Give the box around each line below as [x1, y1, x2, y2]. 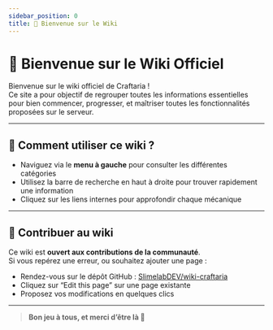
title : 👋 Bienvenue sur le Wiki [8, 20, 118, 28]
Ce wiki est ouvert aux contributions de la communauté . [8, 247, 201, 257]
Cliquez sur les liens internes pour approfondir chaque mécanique [19, 194, 242, 204]
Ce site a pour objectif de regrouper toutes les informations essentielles [8, 90, 249, 100]
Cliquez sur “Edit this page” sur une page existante [19, 280, 191, 290]
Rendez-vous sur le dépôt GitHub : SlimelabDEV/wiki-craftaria [19, 271, 228, 281]
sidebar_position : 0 [8, 11, 79, 20]
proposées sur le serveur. [8, 107, 94, 117]
